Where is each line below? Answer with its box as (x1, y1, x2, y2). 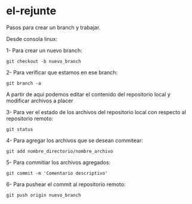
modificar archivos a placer (6, 97, 73, 104)
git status (6, 126, 33, 132)
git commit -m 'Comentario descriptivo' (6, 170, 109, 176)
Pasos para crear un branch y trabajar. (6, 24, 101, 31)
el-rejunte (6, 4, 57, 18)
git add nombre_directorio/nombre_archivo (6, 148, 113, 154)
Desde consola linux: (6, 35, 58, 42)
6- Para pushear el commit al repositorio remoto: (6, 180, 126, 188)
